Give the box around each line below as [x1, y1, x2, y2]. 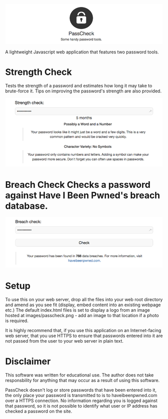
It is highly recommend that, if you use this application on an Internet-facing [5, 328, 161, 334]
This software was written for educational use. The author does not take [5, 372, 154, 378]
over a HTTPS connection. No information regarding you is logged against [5, 398, 157, 404]
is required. [5, 318, 28, 324]
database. [5, 200, 48, 211]
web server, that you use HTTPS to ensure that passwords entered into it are [5, 333, 163, 339]
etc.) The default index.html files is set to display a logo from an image [5, 307, 150, 313]
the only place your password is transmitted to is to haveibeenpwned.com [5, 393, 157, 399]
